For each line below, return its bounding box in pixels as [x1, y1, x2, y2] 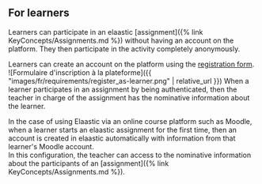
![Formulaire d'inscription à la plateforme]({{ [8, 67, 152, 77]
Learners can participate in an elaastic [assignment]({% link [8, 27, 203, 36]
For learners [8, 6, 70, 20]
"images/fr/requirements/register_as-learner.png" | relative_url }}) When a [8, 76, 249, 85]
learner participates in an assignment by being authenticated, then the [8, 84, 237, 94]
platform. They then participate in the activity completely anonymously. [8, 43, 241, 54]
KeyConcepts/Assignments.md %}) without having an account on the [8, 36, 234, 45]
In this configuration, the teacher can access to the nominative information [8, 150, 252, 160]
